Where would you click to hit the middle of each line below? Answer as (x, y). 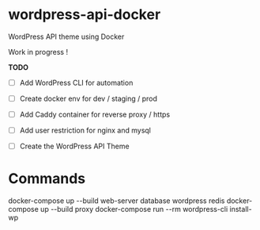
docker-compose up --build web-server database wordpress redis (117, 201)
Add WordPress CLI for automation (76, 82)
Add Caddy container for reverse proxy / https (95, 115)
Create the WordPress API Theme (74, 146)
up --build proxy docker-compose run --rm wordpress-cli (134, 209)
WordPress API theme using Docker (66, 36)
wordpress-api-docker (85, 15)
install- (241, 209)
